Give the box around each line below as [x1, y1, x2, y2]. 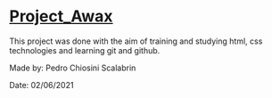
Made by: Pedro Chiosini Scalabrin [9, 62, 136, 73]
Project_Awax [9, 6, 113, 27]
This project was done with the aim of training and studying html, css [9, 36, 263, 46]
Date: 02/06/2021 [9, 79, 74, 90]
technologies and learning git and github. [9, 45, 161, 55]
